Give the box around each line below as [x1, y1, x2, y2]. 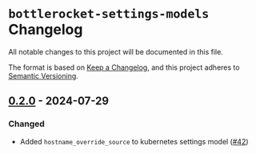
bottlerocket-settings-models [8, 6, 210, 22]
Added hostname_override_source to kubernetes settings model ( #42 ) [19, 136, 250, 146]
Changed [8, 119, 46, 130]
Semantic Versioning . [8, 71, 78, 80]
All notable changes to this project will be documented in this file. [8, 47, 224, 56]
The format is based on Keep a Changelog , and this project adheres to [8, 63, 240, 72]
